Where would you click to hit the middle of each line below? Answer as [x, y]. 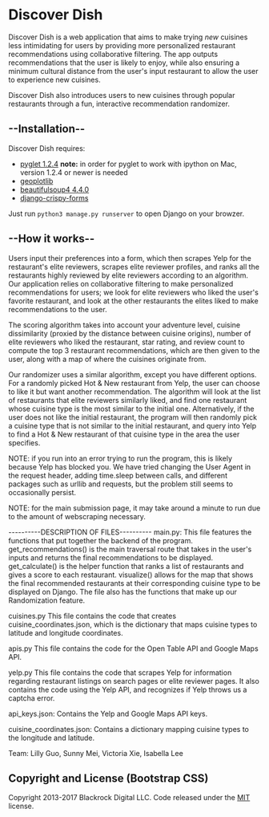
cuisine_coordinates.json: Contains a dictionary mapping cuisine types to [129, 729]
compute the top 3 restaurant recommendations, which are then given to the [134, 350]
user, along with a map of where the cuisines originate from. [107, 359]
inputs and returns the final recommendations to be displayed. [111, 557]
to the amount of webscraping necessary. [77, 516]
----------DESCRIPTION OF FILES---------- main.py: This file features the [130, 532]
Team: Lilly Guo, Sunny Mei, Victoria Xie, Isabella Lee [96, 753]
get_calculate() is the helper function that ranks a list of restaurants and [126, 566]
